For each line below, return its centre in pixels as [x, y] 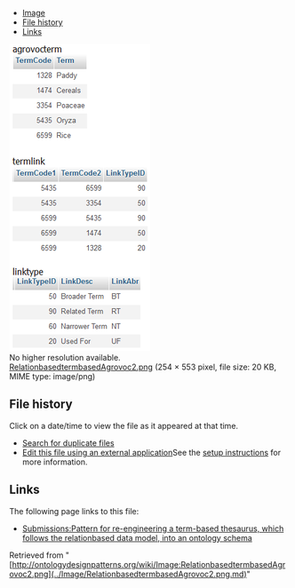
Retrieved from [36, 555]
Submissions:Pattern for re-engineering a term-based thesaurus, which [153, 528]
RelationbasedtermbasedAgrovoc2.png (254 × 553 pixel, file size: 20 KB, [143, 367]
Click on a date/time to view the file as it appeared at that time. [124, 425]
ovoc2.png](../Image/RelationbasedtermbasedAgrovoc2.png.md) [128, 574]
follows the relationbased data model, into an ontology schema [137, 537]
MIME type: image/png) [52, 376]
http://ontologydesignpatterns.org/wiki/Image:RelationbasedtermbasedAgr [149, 564]
